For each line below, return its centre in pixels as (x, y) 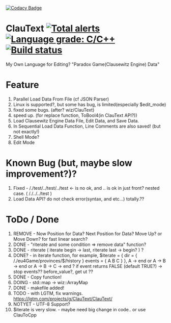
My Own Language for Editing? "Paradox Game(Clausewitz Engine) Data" (83, 64)
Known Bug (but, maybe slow (69, 163)
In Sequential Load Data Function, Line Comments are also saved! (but (87, 126)
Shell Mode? (26, 137)
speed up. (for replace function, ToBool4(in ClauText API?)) (75, 115)
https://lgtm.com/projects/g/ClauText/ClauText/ (63, 299)
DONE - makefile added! (39, 288)
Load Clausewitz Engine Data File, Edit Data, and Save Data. (76, 120)
